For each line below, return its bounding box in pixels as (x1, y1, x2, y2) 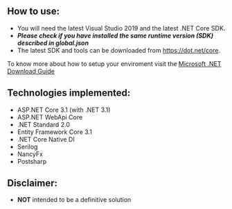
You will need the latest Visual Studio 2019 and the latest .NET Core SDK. (17, 24, 226, 32)
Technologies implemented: (7, 87, 131, 99)
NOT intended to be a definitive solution (17, 196, 132, 204)
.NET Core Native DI (17, 135, 75, 143)
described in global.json (17, 38, 89, 47)
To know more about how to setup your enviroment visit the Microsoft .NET (7, 59, 222, 68)
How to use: (7, 6, 60, 17)
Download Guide (7, 67, 55, 75)
